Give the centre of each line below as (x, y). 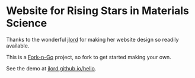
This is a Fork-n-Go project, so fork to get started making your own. (89, 57)
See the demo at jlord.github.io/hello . (51, 68)
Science (27, 23)
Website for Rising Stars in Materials (98, 11)
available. (18, 46)
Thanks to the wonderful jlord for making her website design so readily (92, 39)
